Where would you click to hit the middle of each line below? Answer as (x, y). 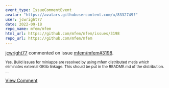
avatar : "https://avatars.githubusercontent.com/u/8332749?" (72, 15)
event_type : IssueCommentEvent (39, 10)
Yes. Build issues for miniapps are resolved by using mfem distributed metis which (77, 62)
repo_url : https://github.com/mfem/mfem (49, 39)
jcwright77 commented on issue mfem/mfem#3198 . (59, 53)
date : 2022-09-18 (24, 24)
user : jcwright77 (24, 19)
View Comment (21, 80)
